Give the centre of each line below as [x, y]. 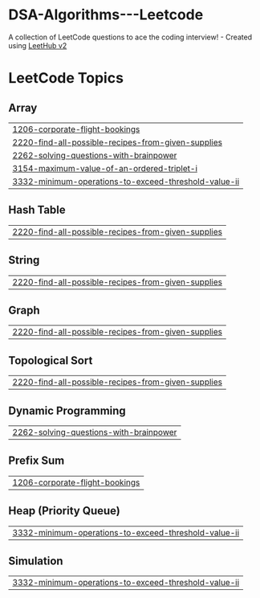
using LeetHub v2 [38, 45]
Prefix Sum [37, 461]
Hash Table [37, 210]
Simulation [36, 561]
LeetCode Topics [66, 78]
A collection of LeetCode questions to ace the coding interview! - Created [130, 37]
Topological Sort [51, 360]
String [24, 260]
